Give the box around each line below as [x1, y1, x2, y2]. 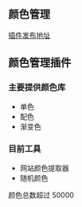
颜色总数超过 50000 [8, 190, 74, 200]
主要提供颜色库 [8, 82, 66, 94]
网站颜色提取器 [19, 163, 69, 173]
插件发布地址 [8, 30, 50, 40]
